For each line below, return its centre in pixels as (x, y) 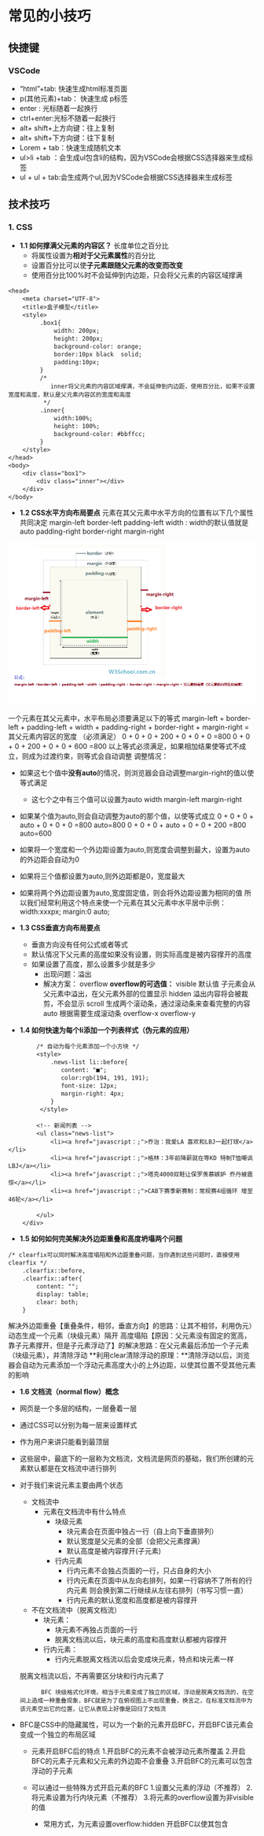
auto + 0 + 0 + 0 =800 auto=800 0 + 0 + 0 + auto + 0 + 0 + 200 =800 (133, 825)
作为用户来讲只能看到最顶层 (64, 1442)
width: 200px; (77, 331)
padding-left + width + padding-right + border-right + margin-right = (138, 727)
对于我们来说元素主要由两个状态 (71, 1485)
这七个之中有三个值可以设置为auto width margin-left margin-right (136, 799)
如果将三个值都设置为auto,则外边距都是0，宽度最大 (102, 876)
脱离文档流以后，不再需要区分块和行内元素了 (92, 1675)
